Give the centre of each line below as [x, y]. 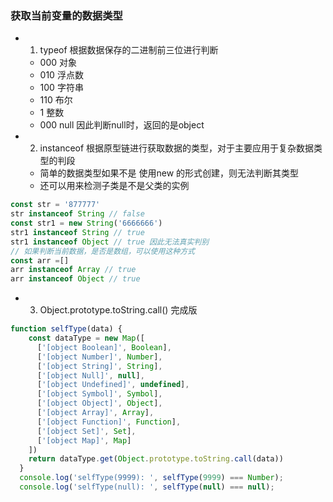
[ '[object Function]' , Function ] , [109, 422]
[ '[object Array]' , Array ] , [95, 413]
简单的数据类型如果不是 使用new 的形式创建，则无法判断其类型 [169, 173]
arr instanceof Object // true [75, 279]
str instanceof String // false [77, 214]
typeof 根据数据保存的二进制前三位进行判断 [129, 50]
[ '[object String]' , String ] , [99, 366]
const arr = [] [40, 260]
